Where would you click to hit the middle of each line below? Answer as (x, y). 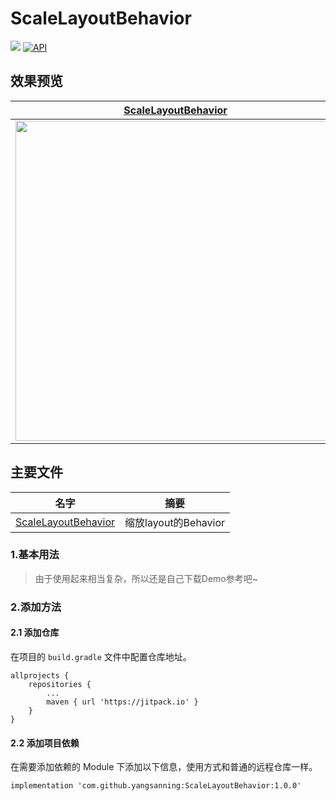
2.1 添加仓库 (35, 633)
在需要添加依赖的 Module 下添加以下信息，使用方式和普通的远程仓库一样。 (164, 767)
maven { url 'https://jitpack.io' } (122, 702)
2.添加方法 (36, 607)
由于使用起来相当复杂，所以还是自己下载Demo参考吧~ (146, 578)
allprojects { (40, 675)
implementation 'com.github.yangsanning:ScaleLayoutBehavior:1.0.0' (156, 786)
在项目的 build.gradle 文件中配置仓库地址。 (101, 656)
